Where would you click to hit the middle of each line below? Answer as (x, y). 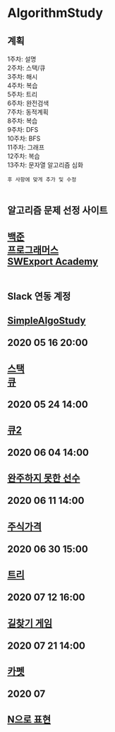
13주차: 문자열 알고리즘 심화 (45, 165)
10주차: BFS (24, 138)
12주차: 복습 (24, 156)
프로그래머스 (33, 250)
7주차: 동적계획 (28, 112)
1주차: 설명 (22, 59)
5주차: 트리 (22, 94)
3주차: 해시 (23, 77)
